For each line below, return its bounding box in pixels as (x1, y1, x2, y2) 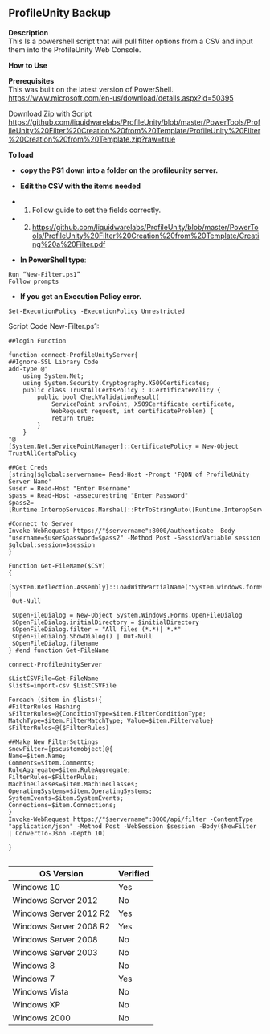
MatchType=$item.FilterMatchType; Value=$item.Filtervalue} (8, 716, 215, 724)
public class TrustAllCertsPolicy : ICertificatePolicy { (22, 386, 221, 394)
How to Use (8, 60, 48, 70)
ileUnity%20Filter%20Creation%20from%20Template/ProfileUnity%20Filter (8, 125, 261, 135)
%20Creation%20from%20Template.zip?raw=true (8, 134, 176, 144)
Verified (117, 868, 150, 879)
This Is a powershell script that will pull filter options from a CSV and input (8, 36, 253, 46)
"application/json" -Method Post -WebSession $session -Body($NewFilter (8, 822, 257, 831)
